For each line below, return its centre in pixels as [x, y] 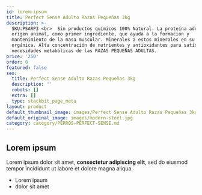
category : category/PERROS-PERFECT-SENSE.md [63, 124]
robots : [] [25, 90]
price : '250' [23, 56]
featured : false [26, 67]
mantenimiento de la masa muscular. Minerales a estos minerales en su [103, 40]
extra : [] [24, 95]
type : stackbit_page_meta [44, 101]
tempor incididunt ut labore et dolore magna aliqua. [70, 168]
